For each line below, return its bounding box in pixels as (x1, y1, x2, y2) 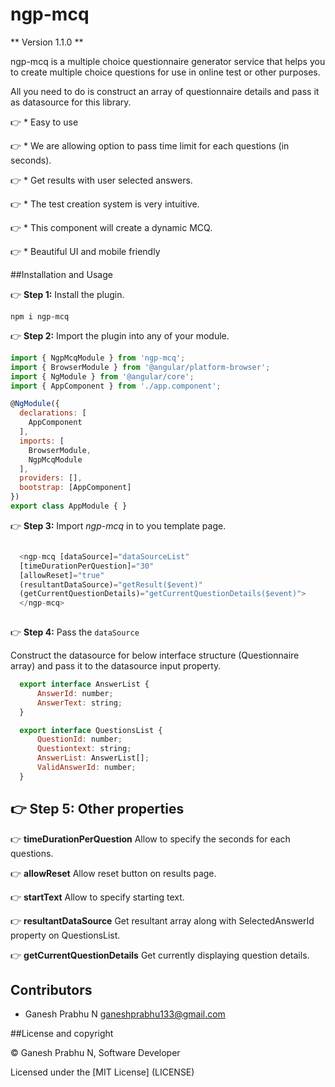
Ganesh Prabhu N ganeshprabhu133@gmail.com (24, 1008, 226, 1020)
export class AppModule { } (10, 501, 128, 512)
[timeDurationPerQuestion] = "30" (19, 561, 155, 571)
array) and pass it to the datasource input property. (10, 660, 222, 672)
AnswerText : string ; (36, 698, 123, 708)
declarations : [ (19, 408, 87, 418)
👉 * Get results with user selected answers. (10, 174, 193, 186)
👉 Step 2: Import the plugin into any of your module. (10, 329, 230, 342)
